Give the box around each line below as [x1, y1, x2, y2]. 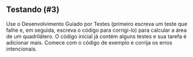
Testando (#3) [6, 5, 60, 15]
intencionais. [6, 45, 37, 52]
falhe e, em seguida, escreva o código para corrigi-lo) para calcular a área [6, 26, 187, 33]
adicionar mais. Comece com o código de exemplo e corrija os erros [6, 39, 172, 46]
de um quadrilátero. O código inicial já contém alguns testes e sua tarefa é [6, 32, 187, 40]
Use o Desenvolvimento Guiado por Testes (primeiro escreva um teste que [6, 20, 188, 27]
